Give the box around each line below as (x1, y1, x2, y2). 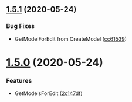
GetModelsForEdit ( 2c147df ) (14, 90, 83, 97)
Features (6, 76, 32, 85)
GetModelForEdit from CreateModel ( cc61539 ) (14, 35, 127, 43)
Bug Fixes (6, 22, 35, 30)
